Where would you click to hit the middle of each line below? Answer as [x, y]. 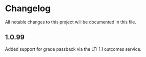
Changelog [28, 9]
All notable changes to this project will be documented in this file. [71, 22]
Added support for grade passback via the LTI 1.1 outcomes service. [73, 49]
